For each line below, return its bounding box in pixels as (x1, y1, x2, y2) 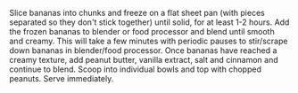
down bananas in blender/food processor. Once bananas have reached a (9, 45, 277, 56)
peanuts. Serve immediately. (9, 74, 114, 83)
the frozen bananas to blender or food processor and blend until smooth (9, 27, 275, 36)
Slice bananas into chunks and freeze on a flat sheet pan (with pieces (9, 8, 265, 18)
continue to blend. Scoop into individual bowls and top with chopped (9, 64, 261, 74)
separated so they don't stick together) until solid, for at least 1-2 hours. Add (9, 17, 290, 27)
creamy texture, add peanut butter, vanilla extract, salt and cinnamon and (9, 55, 278, 65)
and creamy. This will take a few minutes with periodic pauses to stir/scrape (9, 35, 288, 46)
